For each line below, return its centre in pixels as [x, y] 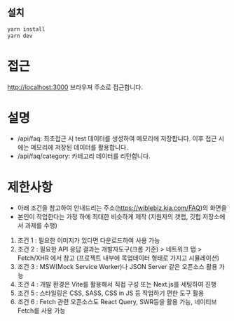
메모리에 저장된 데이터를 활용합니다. [79, 148]
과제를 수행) [41, 225]
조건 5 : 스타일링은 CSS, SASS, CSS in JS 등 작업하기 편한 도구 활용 [111, 293]
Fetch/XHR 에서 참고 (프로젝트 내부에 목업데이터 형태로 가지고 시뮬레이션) [118, 258]
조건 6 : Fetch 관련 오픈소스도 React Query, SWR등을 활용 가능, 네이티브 [117, 302]
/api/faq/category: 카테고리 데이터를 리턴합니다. [84, 156]
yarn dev [20, 36]
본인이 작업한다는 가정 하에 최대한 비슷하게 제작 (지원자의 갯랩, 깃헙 [109, 217]
